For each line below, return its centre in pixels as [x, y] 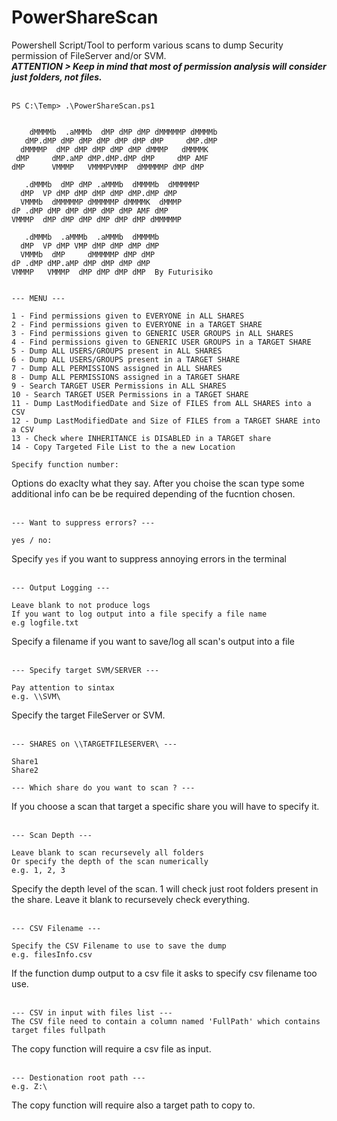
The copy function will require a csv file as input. [111, 1048]
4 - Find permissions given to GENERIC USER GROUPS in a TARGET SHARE [161, 342]
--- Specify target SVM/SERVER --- [85, 670]
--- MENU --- [38, 298]
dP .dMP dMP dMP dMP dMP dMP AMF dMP [90, 211]
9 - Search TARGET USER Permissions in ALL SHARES [119, 386]
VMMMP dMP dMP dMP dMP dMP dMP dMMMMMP [97, 219]
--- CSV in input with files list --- [92, 1012]
